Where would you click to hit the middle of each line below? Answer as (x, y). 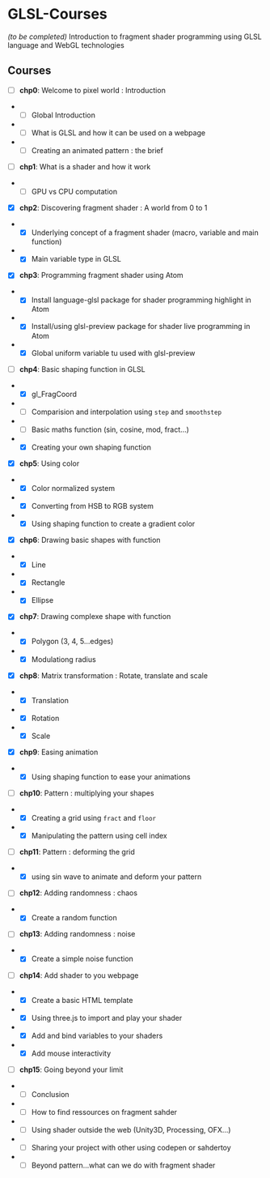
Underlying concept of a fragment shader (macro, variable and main (145, 233)
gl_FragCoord (54, 394)
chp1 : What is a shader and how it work (85, 166)
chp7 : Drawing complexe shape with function (95, 617)
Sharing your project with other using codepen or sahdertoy (131, 1148)
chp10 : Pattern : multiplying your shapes (86, 793)
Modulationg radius (63, 659)
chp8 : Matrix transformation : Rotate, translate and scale (113, 675)
